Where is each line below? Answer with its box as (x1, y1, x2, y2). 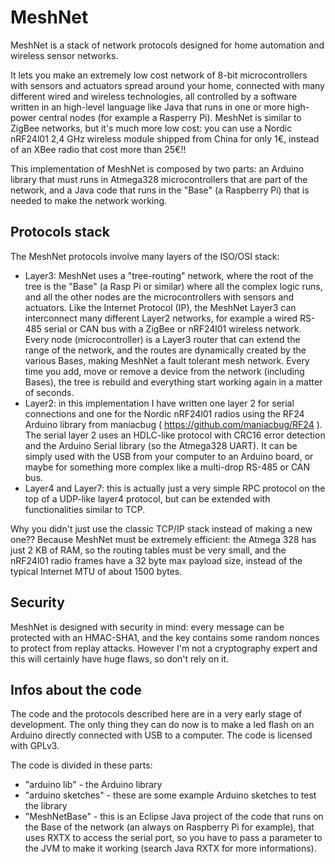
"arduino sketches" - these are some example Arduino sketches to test (24, 789, 317, 801)
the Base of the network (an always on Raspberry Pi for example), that (24, 821, 315, 833)
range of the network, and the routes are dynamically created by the (24, 344, 307, 356)
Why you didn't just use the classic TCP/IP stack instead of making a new (10, 522, 313, 535)
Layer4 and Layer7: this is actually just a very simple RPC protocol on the (24, 482, 326, 494)
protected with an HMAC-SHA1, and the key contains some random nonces (10, 631, 320, 643)
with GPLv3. (10, 740, 60, 752)
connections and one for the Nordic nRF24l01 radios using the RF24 (24, 407, 305, 420)
